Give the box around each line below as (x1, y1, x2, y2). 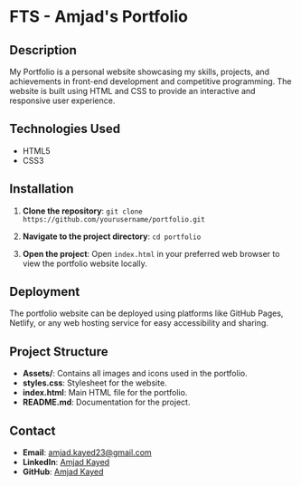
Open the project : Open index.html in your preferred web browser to (22, 248, 280, 259)
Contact (9, 423, 56, 438)
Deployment (9, 284, 80, 300)
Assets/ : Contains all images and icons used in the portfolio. (22, 368, 248, 379)
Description (9, 43, 77, 58)
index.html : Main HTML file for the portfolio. (22, 387, 188, 398)
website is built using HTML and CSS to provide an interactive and (9, 86, 256, 96)
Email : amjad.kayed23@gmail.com (22, 447, 152, 458)
